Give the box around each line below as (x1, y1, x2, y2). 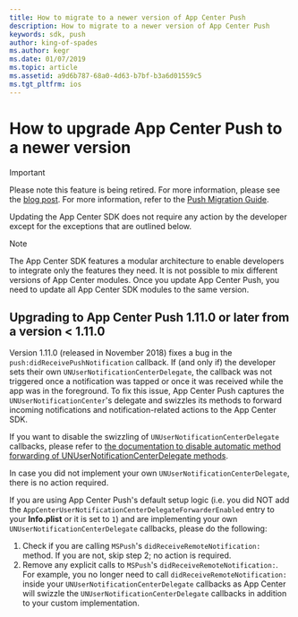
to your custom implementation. (21, 597, 140, 609)
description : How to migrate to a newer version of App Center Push (9, 21, 270, 30)
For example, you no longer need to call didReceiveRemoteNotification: (21, 570, 287, 580)
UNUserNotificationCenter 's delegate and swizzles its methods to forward (9, 395, 282, 406)
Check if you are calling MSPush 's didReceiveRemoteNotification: (21, 541, 261, 552)
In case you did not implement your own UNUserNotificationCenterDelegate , (9, 467, 290, 479)
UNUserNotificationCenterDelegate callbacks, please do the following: (9, 523, 268, 534)
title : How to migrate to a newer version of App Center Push (9, 13, 246, 22)
